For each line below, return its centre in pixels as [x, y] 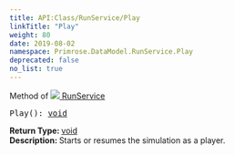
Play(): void [39, 113]
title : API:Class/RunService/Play [75, 18]
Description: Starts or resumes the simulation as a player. [117, 140]
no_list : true [36, 69]
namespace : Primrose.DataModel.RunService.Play [102, 52]
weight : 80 [30, 35]
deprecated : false [44, 60]
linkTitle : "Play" [44, 26]
